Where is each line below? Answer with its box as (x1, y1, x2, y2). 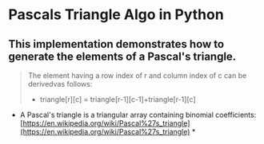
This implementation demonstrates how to (8, 37, 225, 51)
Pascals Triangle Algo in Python (8, 6, 224, 24)
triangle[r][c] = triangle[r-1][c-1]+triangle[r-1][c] (39, 95, 196, 104)
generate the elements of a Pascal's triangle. (8, 49, 237, 63)
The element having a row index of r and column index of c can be (27, 71, 247, 80)
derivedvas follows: (27, 80, 93, 88)
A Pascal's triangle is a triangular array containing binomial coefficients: (19, 110, 257, 119)
